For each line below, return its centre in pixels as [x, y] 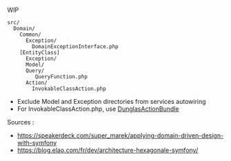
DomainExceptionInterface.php [75, 47]
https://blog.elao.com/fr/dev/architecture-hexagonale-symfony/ [108, 150]
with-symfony [37, 143]
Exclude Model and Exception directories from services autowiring [111, 101]
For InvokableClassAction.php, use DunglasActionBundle [98, 109]
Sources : [21, 122]
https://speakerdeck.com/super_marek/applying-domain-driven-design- [120, 136]
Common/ [30, 34]
